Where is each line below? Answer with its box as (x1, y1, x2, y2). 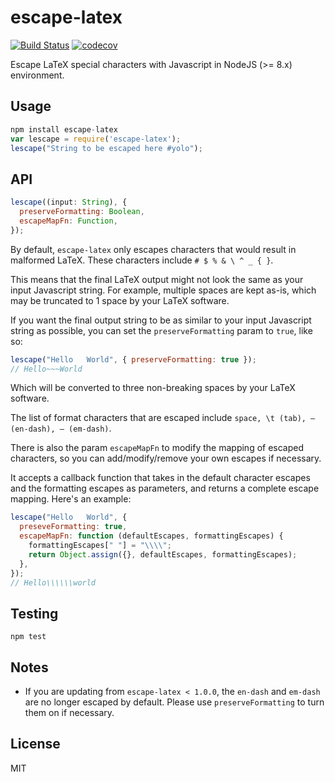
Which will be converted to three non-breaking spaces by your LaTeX (10, 382, 296, 394)
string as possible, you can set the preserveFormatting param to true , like (10, 324, 313, 336)
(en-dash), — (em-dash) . (10, 422, 112, 435)
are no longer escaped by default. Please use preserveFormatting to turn (24, 696, 325, 708)
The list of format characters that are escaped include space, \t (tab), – (10, 412, 316, 424)
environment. (10, 69, 65, 81)
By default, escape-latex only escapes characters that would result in (10, 243, 297, 255)
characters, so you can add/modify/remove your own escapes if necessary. (10, 452, 322, 465)
